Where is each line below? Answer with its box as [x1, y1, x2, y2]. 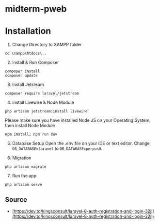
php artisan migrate [5, 164, 47, 169]
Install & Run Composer [12, 60, 59, 65]
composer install [5, 69, 40, 74]
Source [5, 195, 28, 204]
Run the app [12, 173, 37, 179]
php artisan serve [5, 182, 42, 187]
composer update [5, 73, 38, 78]
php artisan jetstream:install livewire [5, 109, 88, 114]
